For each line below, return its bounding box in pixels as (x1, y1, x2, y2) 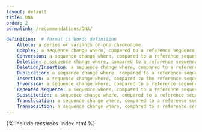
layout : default (6, 8, 47, 15)
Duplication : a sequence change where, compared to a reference (17, 70, 182, 76)
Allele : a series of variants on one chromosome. (17, 42, 144, 48)
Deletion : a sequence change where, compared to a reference (17, 58, 173, 65)
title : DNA (6, 14, 34, 20)
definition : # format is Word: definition (6, 37, 117, 43)
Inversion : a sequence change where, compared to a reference (17, 81, 176, 87)
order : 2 (6, 20, 28, 26)
